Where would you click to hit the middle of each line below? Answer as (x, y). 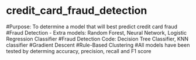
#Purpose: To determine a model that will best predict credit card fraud (92, 27)
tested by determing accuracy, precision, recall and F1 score (79, 51)
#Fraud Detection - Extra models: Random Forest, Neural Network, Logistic (97, 32)
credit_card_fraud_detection (77, 11)
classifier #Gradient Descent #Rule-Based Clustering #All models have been (98, 45)
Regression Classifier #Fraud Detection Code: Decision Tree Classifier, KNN (97, 39)
